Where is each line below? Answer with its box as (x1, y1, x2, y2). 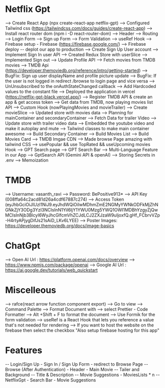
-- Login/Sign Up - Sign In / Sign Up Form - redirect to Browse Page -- (5, 361, 148, 367)
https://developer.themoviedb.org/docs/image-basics (5, 223, 115, 229)
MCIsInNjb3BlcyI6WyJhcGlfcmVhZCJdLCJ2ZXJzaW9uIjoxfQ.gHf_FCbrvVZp (5, 212, 161, 218)
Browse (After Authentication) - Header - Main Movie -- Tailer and (5, 366, 140, 372)
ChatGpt (5, 240, 41, 251)
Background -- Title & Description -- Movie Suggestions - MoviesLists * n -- (5, 372, 160, 378)
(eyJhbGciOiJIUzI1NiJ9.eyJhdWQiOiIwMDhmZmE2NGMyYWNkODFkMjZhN (5, 201, 159, 207)
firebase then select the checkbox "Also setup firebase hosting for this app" (5, 327, 160, 333)
